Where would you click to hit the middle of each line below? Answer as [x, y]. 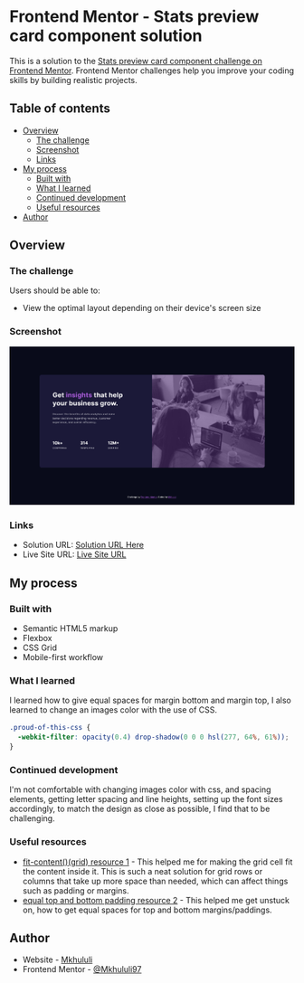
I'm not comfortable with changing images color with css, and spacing [140, 789]
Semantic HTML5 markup [70, 629]
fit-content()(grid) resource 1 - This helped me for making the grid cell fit [157, 862]
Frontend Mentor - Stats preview [134, 17]
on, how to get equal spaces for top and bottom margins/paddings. [147, 910]
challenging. [33, 818]
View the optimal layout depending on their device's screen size [142, 308]
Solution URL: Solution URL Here [83, 545]
